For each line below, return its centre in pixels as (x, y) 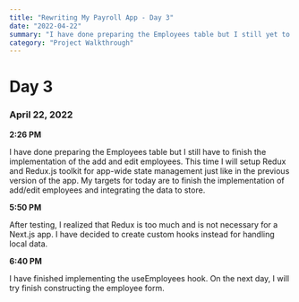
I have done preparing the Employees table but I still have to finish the (138, 151)
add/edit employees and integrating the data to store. (107, 190)
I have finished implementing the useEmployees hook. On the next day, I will (149, 278)
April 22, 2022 (41, 115)
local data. (29, 244)
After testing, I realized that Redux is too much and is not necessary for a (144, 224)
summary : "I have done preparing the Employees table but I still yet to (150, 34)
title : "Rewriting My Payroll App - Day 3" (92, 17)
